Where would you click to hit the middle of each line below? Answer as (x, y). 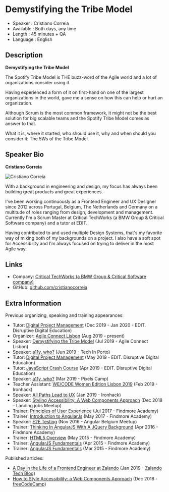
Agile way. (16, 249)
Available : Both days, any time (44, 28)
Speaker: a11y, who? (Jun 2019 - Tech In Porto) (61, 352)
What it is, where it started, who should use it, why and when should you (81, 133)
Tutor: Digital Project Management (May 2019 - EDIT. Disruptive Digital (86, 357)
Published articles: (24, 458)
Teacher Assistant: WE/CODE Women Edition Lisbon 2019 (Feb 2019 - (85, 384)
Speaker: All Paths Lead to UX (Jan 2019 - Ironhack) (67, 395)
